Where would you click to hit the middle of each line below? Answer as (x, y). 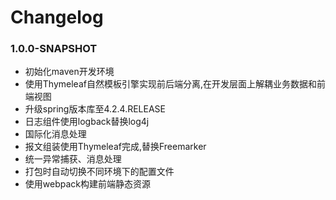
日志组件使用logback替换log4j (87, 122)
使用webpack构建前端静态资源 (87, 184)
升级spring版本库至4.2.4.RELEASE (95, 109)
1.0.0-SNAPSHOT (54, 49)
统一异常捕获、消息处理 (73, 159)
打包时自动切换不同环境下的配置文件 (99, 172)
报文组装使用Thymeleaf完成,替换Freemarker (115, 147)
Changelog (57, 17)
